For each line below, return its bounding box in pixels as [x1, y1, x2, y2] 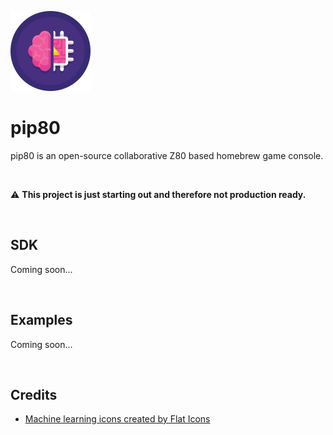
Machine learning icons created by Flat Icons [24, 413, 211, 425]
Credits [10, 386, 58, 403]
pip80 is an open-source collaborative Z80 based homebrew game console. [10, 149, 324, 161]
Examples [10, 312, 73, 329]
